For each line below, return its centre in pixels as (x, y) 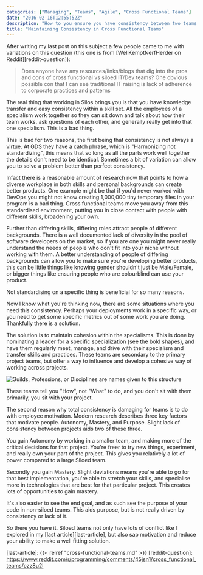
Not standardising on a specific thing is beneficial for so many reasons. (95, 292)
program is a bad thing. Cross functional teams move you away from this (97, 204)
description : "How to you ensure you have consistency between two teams (102, 23)
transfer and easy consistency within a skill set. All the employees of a (94, 109)
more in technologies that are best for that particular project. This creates (98, 485)
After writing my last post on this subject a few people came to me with (95, 46)
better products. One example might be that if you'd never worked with (95, 191)
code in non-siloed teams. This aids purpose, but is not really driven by (95, 510)
